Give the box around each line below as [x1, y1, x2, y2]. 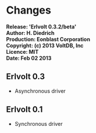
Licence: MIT [6, 48, 39, 55]
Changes [6, 4, 51, 17]
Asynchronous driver [14, 87, 66, 95]
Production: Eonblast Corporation [6, 35, 90, 43]
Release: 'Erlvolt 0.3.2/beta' [6, 23, 77, 30]
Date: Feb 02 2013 [6, 54, 52, 61]
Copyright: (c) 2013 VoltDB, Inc [6, 42, 84, 49]
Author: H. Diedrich [6, 29, 55, 36]
